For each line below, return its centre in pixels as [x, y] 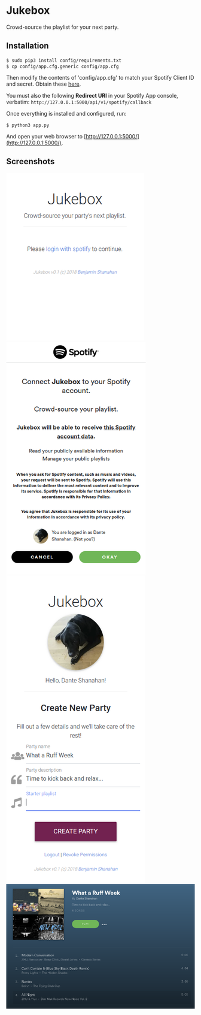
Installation [28, 46]
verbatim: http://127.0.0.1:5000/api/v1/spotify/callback [79, 102]
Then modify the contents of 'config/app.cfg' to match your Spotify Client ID [100, 77]
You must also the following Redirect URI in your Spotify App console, [92, 95]
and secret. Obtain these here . [44, 84]
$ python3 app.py [28, 125]
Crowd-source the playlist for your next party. [63, 27]
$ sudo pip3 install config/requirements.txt [64, 61]
